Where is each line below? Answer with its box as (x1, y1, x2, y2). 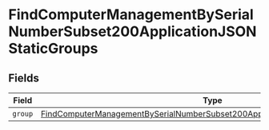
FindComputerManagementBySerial (8, 6, 254, 24)
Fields (8, 71, 40, 85)
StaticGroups (8, 40, 98, 57)
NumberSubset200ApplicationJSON (8, 22, 257, 41)
